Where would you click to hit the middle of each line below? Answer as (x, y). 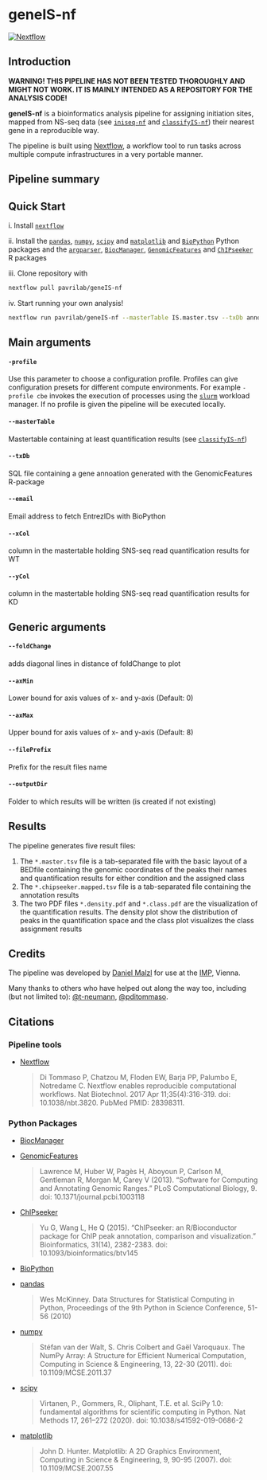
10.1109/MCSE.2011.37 (75, 1372)
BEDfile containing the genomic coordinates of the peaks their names (133, 869)
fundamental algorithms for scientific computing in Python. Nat (143, 1412)
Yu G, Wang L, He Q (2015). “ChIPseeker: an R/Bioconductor (138, 1227)
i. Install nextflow (36, 225)
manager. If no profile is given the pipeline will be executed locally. (117, 405)
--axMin (21, 681)
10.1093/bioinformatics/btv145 (89, 1253)
